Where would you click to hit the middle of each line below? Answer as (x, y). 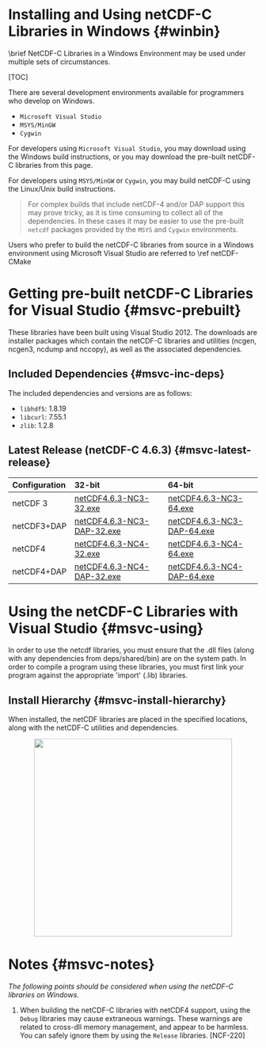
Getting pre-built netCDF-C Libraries (131, 294)
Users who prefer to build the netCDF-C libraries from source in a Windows (131, 245)
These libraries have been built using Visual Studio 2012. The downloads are (133, 332)
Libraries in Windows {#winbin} (114, 31)
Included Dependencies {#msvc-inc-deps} (116, 374)
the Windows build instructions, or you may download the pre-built (117, 157)
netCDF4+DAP (40, 571)
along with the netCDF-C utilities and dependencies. (94, 728)
